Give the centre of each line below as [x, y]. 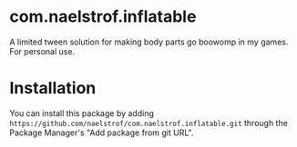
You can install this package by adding [82, 113]
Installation [53, 88]
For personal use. [42, 51]
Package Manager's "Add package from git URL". [102, 132]
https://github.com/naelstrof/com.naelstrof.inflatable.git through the [149, 122]
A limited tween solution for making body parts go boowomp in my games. [149, 42]
